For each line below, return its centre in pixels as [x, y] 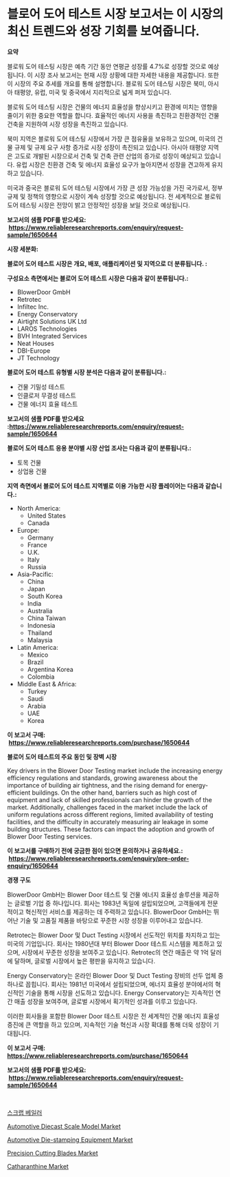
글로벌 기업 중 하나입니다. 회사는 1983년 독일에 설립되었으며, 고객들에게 [110, 903]
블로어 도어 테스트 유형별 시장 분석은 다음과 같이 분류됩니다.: [87, 372]
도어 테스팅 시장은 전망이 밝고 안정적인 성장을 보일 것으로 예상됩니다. [99, 205]
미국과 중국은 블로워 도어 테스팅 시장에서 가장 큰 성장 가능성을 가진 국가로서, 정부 [115, 187]
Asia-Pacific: [35, 574]
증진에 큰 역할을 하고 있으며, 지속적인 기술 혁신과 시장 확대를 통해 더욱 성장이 [110, 1025]
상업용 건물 [32, 471]
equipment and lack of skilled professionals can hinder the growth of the [110, 799]
